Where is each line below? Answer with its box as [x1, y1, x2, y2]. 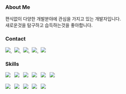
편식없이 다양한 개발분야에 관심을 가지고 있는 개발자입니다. [5, 16, 121, 22]
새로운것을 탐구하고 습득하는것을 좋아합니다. [5, 22, 93, 29]
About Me [5, 4, 31, 11]
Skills [5, 60, 19, 67]
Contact [5, 35, 26, 42]
